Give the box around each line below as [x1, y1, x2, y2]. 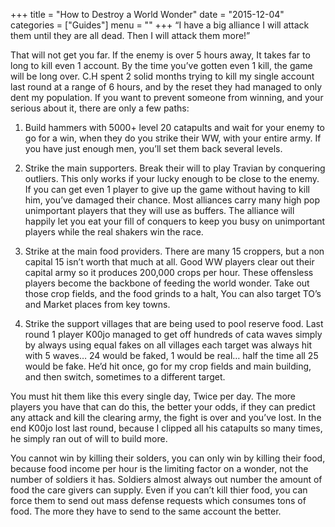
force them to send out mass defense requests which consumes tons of [10, 495, 307, 506]
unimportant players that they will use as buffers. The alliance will [24, 205, 295, 216]
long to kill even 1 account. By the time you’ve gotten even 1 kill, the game [10, 60, 313, 71]
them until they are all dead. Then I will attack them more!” [10, 30, 251, 41]
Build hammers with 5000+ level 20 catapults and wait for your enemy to [24, 122, 326, 133]
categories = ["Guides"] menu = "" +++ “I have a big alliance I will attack [10, 19, 310, 31]
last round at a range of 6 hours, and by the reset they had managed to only [10, 81, 323, 93]
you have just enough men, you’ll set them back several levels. [24, 143, 283, 154]
